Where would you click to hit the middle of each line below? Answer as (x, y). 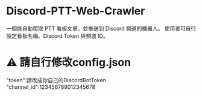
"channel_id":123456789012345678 (51, 87)
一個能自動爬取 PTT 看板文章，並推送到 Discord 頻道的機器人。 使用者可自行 (101, 28)
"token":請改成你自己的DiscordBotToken (56, 80)
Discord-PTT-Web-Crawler (76, 11)
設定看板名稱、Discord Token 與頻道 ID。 (57, 36)
